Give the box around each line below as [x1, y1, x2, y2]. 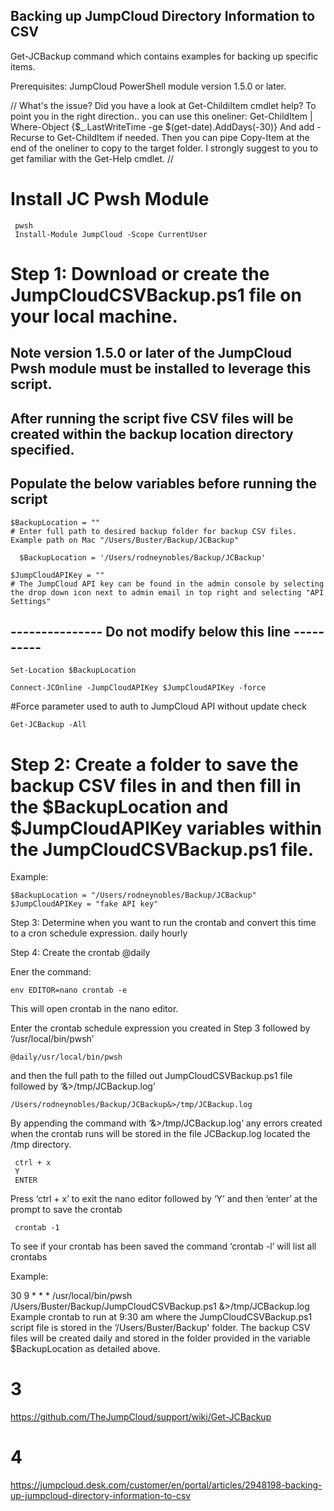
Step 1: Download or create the [10, 262, 270, 285]
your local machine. [10, 305, 178, 328]
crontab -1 [14, 1223, 60, 1233]
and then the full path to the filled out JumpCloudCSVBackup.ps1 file [10, 1070, 293, 1082]
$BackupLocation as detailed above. [10, 1343, 161, 1355]
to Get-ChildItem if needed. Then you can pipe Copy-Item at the [46, 131, 310, 143]
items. [10, 60, 36, 73]
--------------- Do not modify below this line [10, 623, 291, 640]
